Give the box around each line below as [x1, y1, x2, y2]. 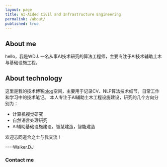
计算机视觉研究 [12, 111, 43, 117]
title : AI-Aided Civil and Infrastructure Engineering [5, 12, 121, 17]
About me [5, 39, 36, 48]
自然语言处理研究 [12, 117, 48, 123]
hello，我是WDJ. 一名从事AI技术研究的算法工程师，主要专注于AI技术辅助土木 [5, 53, 162, 60]
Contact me [5, 156, 34, 163]
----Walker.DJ [5, 144, 34, 150]
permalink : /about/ [5, 16, 46, 21]
